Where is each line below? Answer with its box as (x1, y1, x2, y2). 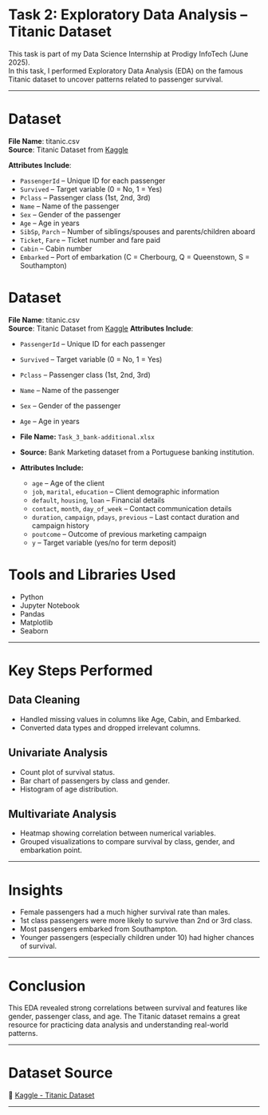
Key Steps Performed (8, 661, 153, 680)
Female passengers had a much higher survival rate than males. (19, 907, 231, 917)
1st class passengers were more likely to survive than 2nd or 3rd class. (19, 916, 253, 926)
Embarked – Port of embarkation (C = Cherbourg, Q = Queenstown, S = (19, 252, 250, 261)
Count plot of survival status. (19, 767, 116, 776)
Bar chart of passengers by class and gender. (19, 776, 170, 785)
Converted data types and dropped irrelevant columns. (19, 723, 201, 732)
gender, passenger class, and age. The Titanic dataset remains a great (8, 1012, 241, 1022)
